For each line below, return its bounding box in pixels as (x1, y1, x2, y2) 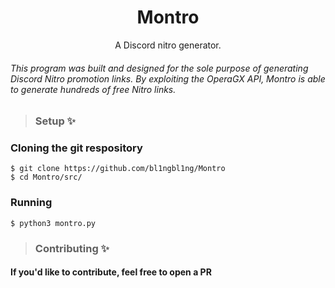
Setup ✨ (34, 114, 77, 128)
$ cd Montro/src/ (10, 172, 83, 183)
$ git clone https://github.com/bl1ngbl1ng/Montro (10, 164, 226, 174)
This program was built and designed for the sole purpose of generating (10, 62, 309, 74)
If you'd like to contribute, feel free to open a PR (10, 266, 212, 278)
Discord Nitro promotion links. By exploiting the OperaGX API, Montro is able (10, 72, 326, 85)
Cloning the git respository (10, 141, 143, 155)
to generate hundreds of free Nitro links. (10, 83, 177, 95)
